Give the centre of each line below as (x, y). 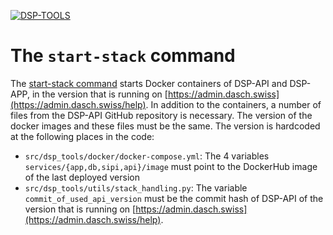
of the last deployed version (82, 177)
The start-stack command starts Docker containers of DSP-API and (149, 83)
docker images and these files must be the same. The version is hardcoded (165, 126)
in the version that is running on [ (99, 94)
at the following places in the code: (82, 136)
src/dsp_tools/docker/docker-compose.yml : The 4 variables (147, 156)
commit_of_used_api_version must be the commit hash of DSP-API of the (174, 198)
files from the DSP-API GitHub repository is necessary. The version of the (161, 115)
